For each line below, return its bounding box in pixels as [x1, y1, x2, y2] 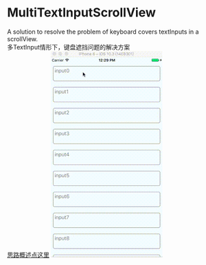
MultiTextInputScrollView [7, 5, 157, 21]
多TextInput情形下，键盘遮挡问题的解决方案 [7, 43, 130, 51]
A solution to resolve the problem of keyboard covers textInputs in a [7, 27, 199, 36]
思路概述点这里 [7, 251, 49, 259]
